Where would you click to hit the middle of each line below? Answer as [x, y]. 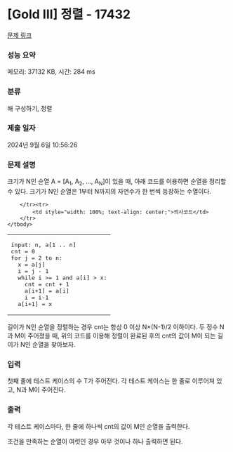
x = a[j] [31, 264]
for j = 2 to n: [37, 258]
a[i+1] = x [35, 304]
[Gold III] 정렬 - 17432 [69, 14]
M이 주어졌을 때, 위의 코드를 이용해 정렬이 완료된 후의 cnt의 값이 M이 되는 [115, 335]
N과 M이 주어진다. [41, 390]
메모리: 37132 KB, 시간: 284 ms [52, 72]
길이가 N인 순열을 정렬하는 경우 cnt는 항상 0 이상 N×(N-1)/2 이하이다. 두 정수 [113, 326]
